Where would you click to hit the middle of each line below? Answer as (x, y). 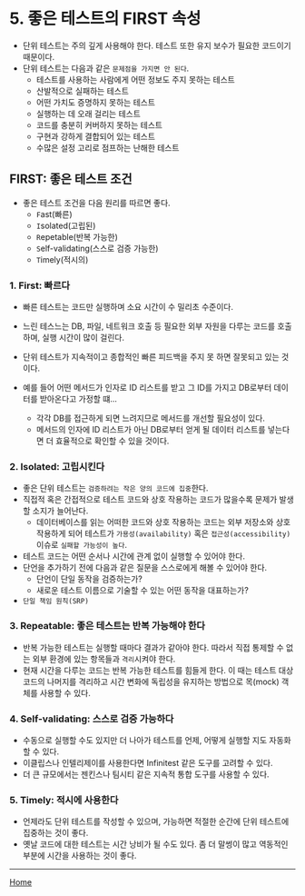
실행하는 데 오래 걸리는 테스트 (88, 114)
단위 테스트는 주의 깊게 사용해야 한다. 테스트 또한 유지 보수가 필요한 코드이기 (157, 45)
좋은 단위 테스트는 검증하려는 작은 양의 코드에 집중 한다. (115, 488)
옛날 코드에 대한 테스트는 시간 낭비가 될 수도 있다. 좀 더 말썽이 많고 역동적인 (155, 844)
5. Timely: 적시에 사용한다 (64, 800)
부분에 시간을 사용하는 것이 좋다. (79, 856)
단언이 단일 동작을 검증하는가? (89, 579)
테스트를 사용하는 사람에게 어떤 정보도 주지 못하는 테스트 (136, 79)
